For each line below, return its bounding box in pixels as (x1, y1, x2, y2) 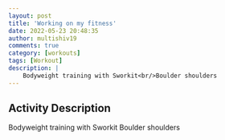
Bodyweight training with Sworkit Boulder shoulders (8, 122, 181, 133)
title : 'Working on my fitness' (8, 19, 117, 27)
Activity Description (8, 101, 111, 115)
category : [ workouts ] (8, 49, 81, 57)
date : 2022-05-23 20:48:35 (8, 27, 99, 35)
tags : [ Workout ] (8, 57, 63, 65)
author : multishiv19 (8, 34, 78, 43)
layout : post (8, 11, 52, 20)
